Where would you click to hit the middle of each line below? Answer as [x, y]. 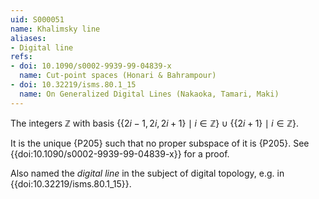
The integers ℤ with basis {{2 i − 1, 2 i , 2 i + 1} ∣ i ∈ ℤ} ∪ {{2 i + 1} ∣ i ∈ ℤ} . [155, 123]
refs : [21, 57]
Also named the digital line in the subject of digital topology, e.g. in [147, 173]
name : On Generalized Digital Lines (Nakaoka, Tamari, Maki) [149, 94]
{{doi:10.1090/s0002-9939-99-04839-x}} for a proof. [120, 153]
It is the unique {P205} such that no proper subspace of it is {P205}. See [160, 143]
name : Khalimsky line [55, 29]
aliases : [28, 38]
